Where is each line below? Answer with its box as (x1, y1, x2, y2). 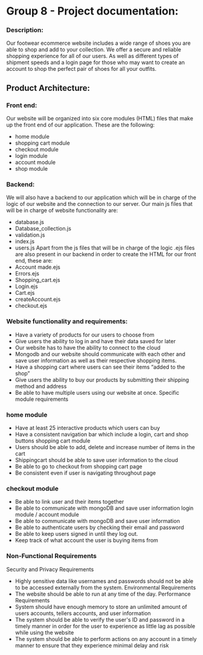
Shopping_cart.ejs (14, 277, 60, 284)
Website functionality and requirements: (6, 317, 128, 326)
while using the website (14, 628, 74, 636)
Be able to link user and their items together (14, 498, 124, 505)
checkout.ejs (14, 302, 47, 309)
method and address (14, 383, 67, 390)
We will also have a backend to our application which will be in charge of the (6, 194, 196, 201)
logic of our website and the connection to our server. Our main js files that (6, 200, 193, 208)
